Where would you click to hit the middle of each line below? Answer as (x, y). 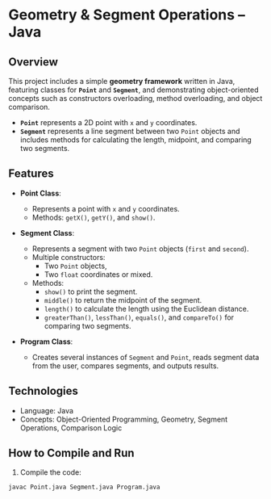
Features (31, 174)
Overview (33, 62)
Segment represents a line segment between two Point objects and (130, 131)
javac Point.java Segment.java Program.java (84, 487)
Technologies (44, 391)
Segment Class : (47, 233)
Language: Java (47, 410)
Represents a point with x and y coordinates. (106, 208)
